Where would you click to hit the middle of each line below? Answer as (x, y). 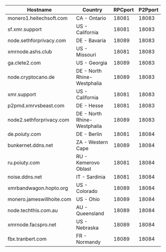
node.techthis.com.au (33, 210)
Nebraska (87, 228)
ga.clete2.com (24, 63)
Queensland (90, 214)
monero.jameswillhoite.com (40, 199)
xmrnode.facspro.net (32, 224)
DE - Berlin (89, 134)
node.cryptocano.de (31, 77)
